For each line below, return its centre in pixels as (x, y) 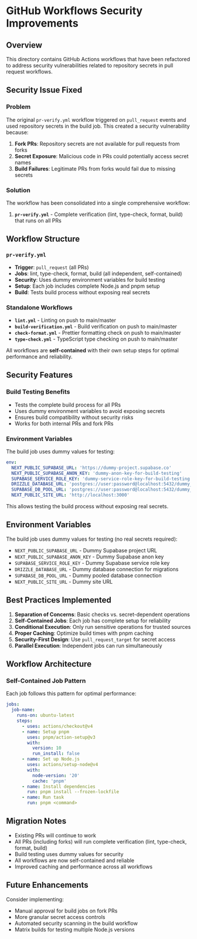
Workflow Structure (43, 239)
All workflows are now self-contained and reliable (74, 860)
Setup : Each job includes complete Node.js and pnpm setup (87, 286)
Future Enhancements (47, 885)
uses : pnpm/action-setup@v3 (61, 737)
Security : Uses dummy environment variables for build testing (90, 279)
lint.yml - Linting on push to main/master (65, 320)
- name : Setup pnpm (45, 732)
